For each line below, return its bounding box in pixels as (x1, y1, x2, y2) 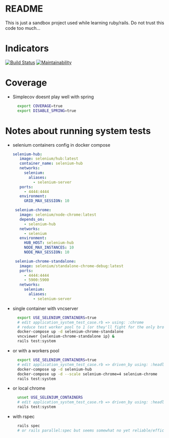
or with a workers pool (12, 348, 60, 353)
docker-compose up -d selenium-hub (17, 366, 92, 372)
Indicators (5, 43, 49, 54)
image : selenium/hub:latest (19, 156, 79, 161)
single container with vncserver (12, 305, 78, 311)
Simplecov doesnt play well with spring (12, 94, 94, 100)
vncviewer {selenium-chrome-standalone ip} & (17, 334, 115, 339)
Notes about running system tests (5, 125, 151, 137)
